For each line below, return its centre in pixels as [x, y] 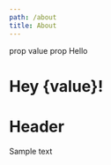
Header [37, 127]
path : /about [33, 17]
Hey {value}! [56, 86]
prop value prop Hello [48, 50]
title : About [33, 26]
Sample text [31, 151]
